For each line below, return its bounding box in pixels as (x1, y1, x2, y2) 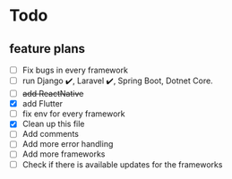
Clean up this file (21, 118, 85, 130)
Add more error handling (21, 139, 114, 149)
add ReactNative (21, 89, 84, 99)
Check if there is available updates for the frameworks (21, 158, 223, 170)
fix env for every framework (21, 108, 125, 119)
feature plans (9, 41, 86, 56)
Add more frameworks (21, 149, 106, 159)
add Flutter (21, 98, 64, 109)
